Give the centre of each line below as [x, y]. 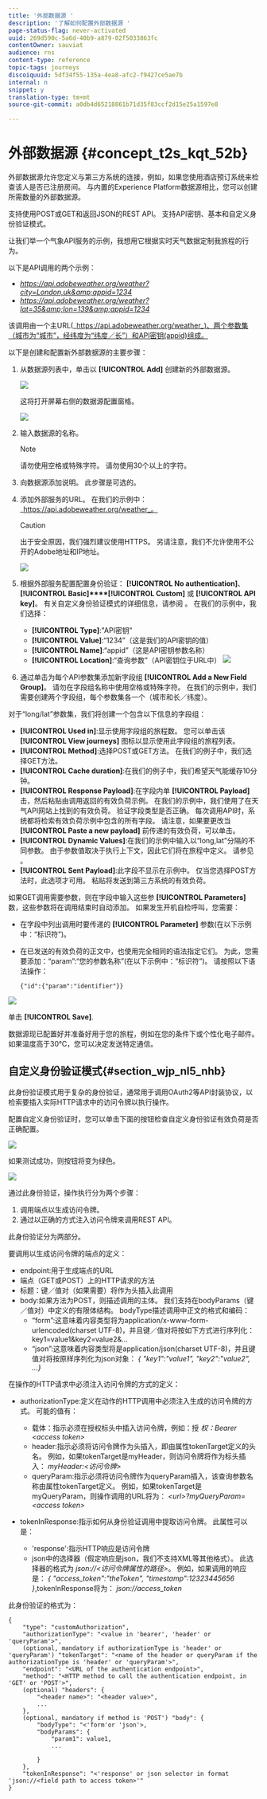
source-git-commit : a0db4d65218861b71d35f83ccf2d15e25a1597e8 [113, 104]
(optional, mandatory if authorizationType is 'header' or [122, 1648]
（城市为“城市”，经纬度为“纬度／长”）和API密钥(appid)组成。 [108, 336]
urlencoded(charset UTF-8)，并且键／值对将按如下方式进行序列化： [143, 1330]
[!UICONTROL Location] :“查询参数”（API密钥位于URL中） [126, 660]
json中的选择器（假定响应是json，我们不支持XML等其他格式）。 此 [139, 1558]
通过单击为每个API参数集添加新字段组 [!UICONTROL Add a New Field [133, 678]
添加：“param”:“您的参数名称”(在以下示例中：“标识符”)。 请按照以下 [137, 961]
